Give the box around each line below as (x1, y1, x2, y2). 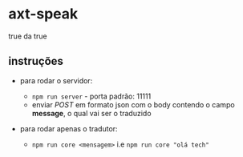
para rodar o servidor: (19, 75, 93, 85)
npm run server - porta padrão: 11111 (31, 91, 152, 101)
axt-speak (8, 5, 79, 23)
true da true (8, 31, 47, 41)
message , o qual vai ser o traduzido (31, 108, 152, 118)
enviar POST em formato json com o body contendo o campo (31, 99, 235, 109)
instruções (8, 54, 64, 68)
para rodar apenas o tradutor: (19, 123, 118, 133)
